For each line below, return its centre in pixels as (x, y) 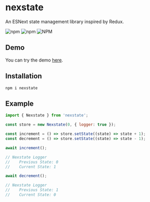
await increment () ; (26, 148)
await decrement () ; (26, 176)
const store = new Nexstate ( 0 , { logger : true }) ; (61, 125)
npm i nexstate (22, 88)
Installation (24, 76)
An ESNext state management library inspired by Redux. (65, 22)
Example (20, 103)
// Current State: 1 (31, 167)
